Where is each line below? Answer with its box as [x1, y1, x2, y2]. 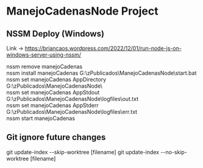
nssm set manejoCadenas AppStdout [6, 89, 100, 96]
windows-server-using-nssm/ [6, 51, 81, 58]
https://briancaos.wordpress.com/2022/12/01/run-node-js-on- [24, 44, 182, 52]
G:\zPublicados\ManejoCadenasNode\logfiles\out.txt [6, 96, 139, 102]
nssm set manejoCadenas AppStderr [6, 102, 99, 109]
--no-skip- [160, 148, 188, 156]
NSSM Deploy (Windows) [6, 29, 105, 39]
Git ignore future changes [6, 132, 106, 142]
